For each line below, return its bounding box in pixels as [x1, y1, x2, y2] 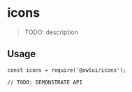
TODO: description [24, 28, 79, 36]
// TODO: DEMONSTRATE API [7, 79, 82, 86]
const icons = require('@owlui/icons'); [7, 66, 127, 74]
